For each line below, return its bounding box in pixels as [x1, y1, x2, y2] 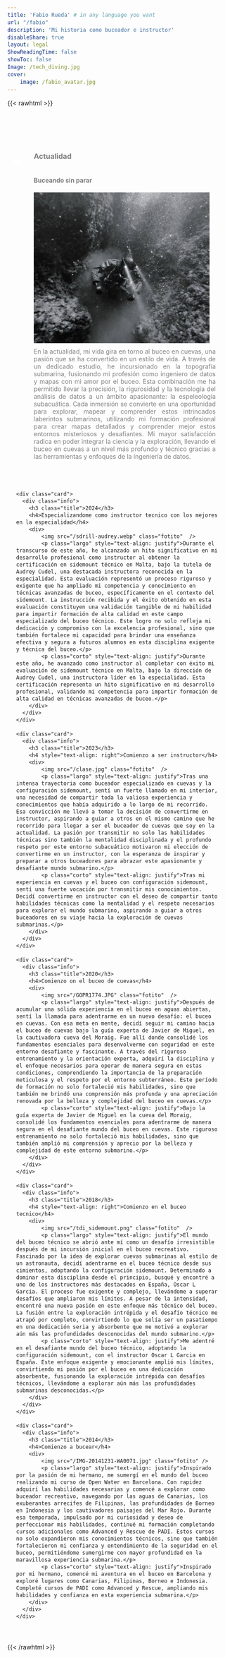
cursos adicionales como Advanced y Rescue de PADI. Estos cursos [16, 1528, 215, 1535]
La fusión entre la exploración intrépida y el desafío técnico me [16, 1309, 218, 1316]
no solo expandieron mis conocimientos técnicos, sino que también [16, 1535, 218, 1542]
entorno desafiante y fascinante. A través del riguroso [16, 1048, 186, 1055]
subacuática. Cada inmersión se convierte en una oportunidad [34, 400, 216, 409]
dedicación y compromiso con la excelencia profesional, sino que [16, 625, 215, 632]
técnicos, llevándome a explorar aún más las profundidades [16, 1380, 196, 1387]
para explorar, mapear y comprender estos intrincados [34, 407, 216, 416]
